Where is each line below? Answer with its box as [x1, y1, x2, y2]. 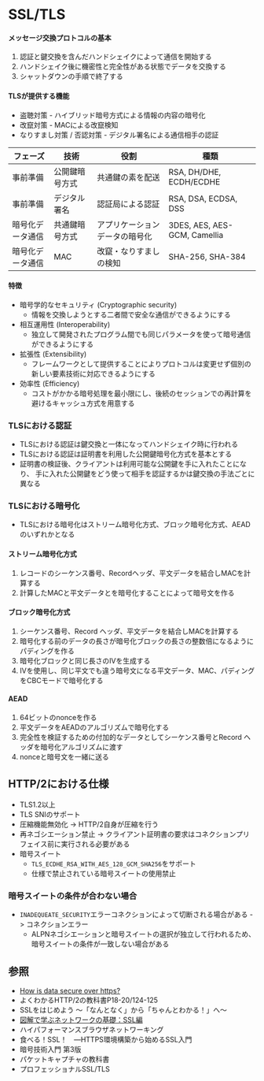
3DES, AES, [168, 219, 211, 230]
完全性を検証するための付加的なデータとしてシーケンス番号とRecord [19, 733, 242, 741]
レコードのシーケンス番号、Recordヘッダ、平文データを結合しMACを [19, 568, 244, 578]
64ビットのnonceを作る [19, 713, 97, 722]
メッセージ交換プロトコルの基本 [8, 33, 112, 43]
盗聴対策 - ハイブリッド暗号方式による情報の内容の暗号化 [19, 110, 206, 120]
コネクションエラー [26, 919, 89, 929]
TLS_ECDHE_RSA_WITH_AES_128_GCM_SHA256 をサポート [31, 859, 196, 868]
